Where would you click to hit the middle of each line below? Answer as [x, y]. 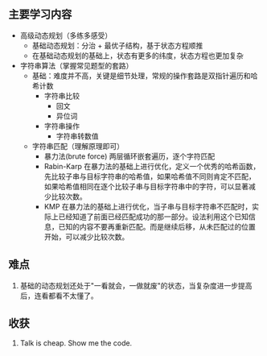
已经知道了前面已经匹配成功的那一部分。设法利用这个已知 [154, 217]
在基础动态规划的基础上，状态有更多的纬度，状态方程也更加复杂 [138, 56]
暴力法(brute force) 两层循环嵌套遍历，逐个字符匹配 [129, 156]
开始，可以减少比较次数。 [86, 237]
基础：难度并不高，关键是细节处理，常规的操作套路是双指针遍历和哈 [145, 76]
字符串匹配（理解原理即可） [78, 146]
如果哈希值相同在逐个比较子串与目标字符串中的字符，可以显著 [146, 186]
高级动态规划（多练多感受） [66, 35]
